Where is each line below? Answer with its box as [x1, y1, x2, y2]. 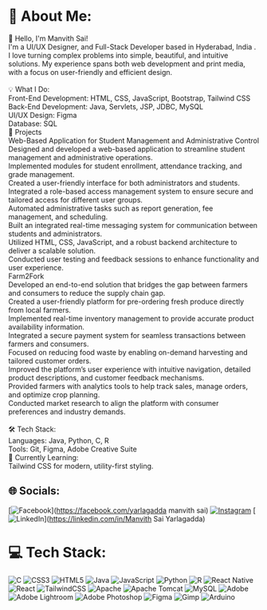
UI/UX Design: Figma [8, 110, 77, 120]
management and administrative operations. [8, 152, 153, 162]
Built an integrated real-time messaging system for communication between [8, 220, 257, 230]
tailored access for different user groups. [8, 195, 143, 204]
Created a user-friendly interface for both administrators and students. [8, 178, 241, 187]
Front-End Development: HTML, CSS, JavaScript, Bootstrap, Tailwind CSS [8, 93, 251, 103]
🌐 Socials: [8, 484, 61, 498]
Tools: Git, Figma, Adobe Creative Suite [8, 444, 137, 454]
